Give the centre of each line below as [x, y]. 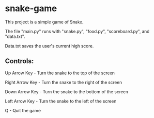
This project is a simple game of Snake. [44, 22]
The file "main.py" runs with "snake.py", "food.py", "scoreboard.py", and [77, 31]
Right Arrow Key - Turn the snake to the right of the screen [63, 82]
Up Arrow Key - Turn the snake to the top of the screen [60, 73]
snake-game [31, 8]
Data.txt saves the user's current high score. [49, 46]
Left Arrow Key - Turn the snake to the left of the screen [61, 101]
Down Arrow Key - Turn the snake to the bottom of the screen [67, 92]
